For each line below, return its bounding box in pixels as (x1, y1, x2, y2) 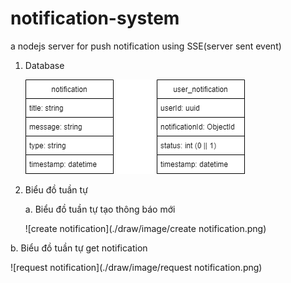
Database (24, 59, 65, 71)
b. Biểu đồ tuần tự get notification (10, 242, 148, 254)
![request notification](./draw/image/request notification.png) (10, 261, 263, 273)
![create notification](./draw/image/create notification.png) (24, 222, 267, 234)
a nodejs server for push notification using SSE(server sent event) (10, 40, 282, 52)
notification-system (10, 7, 180, 30)
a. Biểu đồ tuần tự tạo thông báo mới (24, 203, 176, 215)
